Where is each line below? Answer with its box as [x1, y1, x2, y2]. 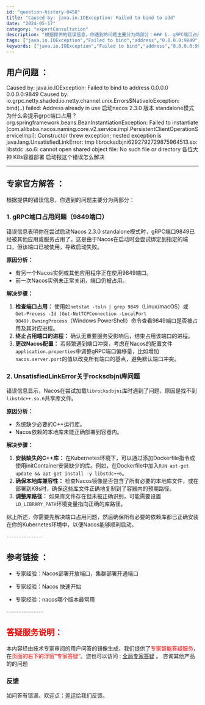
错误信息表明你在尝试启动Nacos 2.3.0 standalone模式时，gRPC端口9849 [6, 228, 190, 235]
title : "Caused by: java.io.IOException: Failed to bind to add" [6, 15, 176, 21]
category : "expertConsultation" [6, 26, 88, 32]
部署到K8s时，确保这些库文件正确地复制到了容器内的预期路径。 [15, 485, 175, 493]
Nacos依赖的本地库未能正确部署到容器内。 [15, 428, 123, 436]
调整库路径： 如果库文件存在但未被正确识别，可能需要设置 [15, 493, 162, 500]
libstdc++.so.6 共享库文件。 [6, 395, 77, 402]
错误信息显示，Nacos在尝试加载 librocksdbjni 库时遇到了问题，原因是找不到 [6, 387, 197, 395]
